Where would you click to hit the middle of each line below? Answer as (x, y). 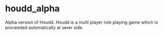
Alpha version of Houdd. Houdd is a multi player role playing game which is (81, 22)
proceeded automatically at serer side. (44, 27)
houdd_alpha (33, 9)
